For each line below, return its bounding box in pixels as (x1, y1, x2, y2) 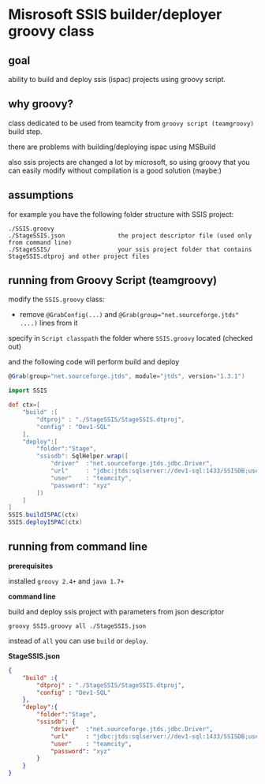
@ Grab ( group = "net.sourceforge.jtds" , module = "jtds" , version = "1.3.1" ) (8, 372, 245, 380)
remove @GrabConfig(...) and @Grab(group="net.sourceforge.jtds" (19, 310, 239, 319)
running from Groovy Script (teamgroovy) (8, 274, 218, 287)
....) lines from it (19, 318, 78, 328)
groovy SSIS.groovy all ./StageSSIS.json (8, 622, 147, 630)
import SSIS (8, 386, 47, 395)
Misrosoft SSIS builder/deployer (8, 6, 222, 24)
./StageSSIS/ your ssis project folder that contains (8, 245, 252, 253)
